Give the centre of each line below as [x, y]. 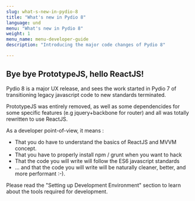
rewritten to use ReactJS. [37, 119]
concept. [25, 148]
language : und [24, 23]
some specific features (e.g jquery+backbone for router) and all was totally [98, 112]
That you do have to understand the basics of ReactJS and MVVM [95, 142]
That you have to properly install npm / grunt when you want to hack [98, 155]
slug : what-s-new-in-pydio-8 [42, 12]
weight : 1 [18, 34]
